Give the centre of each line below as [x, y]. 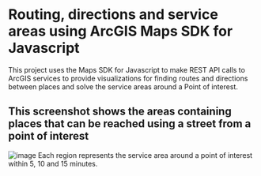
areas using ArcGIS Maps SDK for [121, 31]
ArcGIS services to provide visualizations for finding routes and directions [128, 78]
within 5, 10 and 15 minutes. [53, 163]
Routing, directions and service [113, 15]
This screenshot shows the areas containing [120, 112]
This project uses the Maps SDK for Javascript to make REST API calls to [127, 69]
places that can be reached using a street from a [130, 124]
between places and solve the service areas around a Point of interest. [123, 86]
